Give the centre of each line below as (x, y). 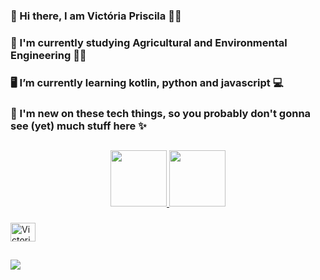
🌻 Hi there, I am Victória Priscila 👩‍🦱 (96, 16)
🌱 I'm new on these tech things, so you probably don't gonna (161, 113)
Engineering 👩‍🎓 (48, 55)
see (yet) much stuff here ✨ (78, 126)
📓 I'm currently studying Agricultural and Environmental (149, 42)
